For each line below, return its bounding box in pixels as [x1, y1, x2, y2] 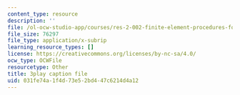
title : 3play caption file [7, 70, 88, 77]
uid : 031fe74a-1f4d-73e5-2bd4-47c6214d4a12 [7, 76, 139, 84]
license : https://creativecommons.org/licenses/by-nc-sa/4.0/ [7, 51, 196, 58]
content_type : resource [7, 10, 79, 18]
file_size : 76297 [7, 30, 59, 38]
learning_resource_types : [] [7, 44, 94, 51]
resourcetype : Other [7, 64, 69, 71]
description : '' [7, 17, 56, 24]
